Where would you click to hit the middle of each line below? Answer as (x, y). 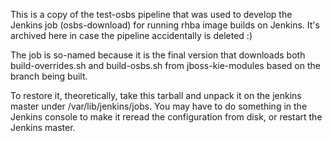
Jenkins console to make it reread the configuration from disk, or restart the (166, 117)
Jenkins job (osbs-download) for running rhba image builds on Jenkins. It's (165, 25)
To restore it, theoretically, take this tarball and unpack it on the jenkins (156, 95)
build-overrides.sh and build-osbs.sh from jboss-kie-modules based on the (165, 65)
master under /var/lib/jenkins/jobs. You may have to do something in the (159, 106)
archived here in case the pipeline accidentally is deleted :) (131, 35)
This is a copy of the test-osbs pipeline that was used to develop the (151, 14)
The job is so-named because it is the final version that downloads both (158, 55)
